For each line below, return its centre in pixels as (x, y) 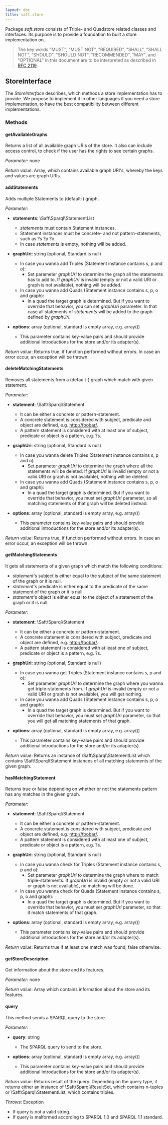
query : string (26, 1037)
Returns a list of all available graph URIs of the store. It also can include (79, 146)
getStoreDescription (27, 959)
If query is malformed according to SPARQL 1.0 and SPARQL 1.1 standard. (88, 1117)
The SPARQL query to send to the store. (61, 1047)
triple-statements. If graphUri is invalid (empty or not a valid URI (93, 881)
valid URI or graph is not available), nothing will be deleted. (88, 476)
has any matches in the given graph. (43, 794)
